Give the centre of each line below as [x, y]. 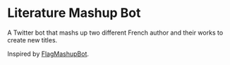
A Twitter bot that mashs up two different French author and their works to [115, 32]
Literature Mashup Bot [74, 13]
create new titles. [32, 40]
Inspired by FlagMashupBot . [48, 54]
